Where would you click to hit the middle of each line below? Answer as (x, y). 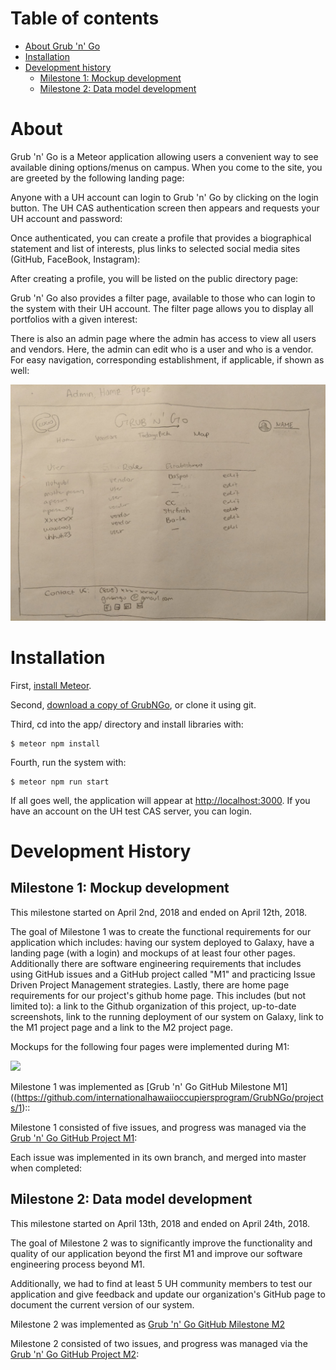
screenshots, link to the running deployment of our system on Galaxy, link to (167, 1016)
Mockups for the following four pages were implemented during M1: (150, 1046)
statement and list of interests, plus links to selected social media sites (155, 248)
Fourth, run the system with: (68, 762)
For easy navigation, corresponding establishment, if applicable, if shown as (167, 359)
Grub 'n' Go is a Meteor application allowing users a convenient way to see (164, 156)
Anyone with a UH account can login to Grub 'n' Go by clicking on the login (164, 197)
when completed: (46, 1168)
